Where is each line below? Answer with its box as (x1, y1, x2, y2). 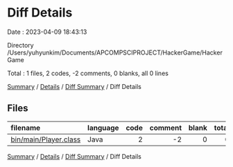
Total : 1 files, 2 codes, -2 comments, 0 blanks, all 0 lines (7, 69, 169, 77)
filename (10, 123, 41, 132)
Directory (7, 41, 34, 49)
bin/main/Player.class (10, 135, 81, 144)
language (87, 123, 119, 132)
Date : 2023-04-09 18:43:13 (7, 28, 87, 36)
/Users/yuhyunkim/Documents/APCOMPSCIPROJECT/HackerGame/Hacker (7, 48, 223, 57)
